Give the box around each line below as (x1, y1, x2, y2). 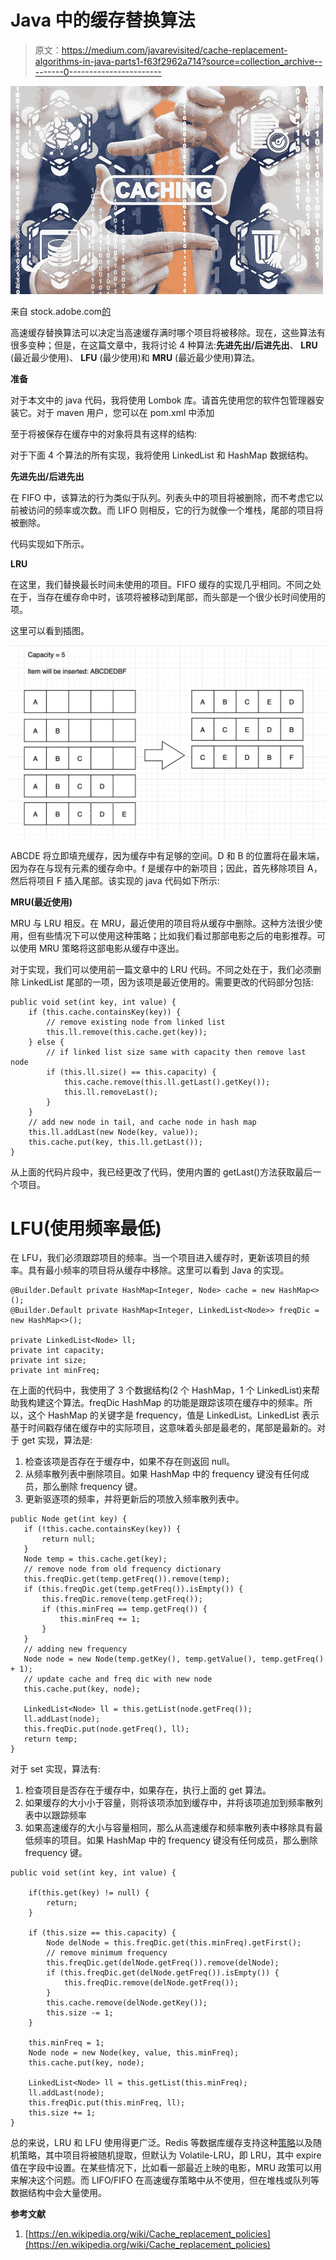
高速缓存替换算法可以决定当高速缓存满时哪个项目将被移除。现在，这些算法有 (10, 326, 326, 338)
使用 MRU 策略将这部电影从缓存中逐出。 (18, 942, 185, 954)
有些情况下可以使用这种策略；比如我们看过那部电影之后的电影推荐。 (36, 929, 317, 941)
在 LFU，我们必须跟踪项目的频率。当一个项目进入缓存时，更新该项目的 (10, 1252, 302, 1264)
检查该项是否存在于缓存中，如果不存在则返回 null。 (24, 1456, 236, 1468)
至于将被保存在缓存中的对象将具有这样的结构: (10, 427, 198, 440)
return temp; (23, 1734, 78, 1745)
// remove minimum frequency (46, 1948, 168, 1958)
